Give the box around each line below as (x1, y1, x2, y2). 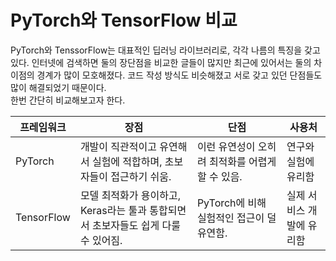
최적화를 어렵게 (208, 154, 277, 168)
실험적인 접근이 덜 (196, 211, 277, 225)
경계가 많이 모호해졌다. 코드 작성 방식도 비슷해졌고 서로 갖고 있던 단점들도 (36, 69, 323, 81)
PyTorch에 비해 (196, 196, 267, 210)
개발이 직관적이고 (79, 139, 157, 153)
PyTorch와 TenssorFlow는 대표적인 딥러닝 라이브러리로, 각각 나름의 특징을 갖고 (10, 44, 321, 56)
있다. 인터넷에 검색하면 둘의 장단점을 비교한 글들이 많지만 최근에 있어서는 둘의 (10, 56, 312, 68)
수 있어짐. (79, 233, 123, 247)
